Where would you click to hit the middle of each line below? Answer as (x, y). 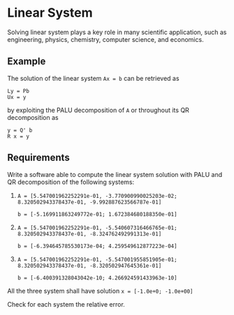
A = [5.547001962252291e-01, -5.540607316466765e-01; (97, 228)
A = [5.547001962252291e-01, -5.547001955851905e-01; (97, 259)
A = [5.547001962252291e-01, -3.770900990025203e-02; (97, 196)
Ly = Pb (19, 91)
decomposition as (33, 117)
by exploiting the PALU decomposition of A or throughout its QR (98, 110)
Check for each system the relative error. (66, 304)
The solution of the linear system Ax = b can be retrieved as (93, 78)
